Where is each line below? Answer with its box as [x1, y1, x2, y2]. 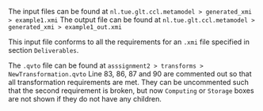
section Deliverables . [8, 46, 79, 54]
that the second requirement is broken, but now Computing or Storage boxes [8, 86, 255, 95]
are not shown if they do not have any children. [8, 94, 162, 103]
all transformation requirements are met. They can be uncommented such [8, 78, 250, 87]
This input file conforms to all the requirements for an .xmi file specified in [8, 37, 250, 46]
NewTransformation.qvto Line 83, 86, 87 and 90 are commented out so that [8, 69, 252, 78]
